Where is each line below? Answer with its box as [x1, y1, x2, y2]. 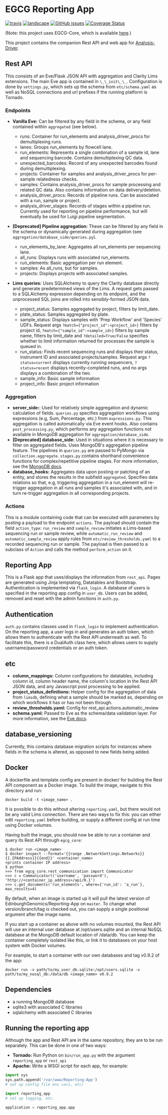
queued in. [20, 344, 43, 350]
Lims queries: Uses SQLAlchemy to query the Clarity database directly [12, 280, 159, 286]
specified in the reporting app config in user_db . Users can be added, [5, 590, 148, 596]
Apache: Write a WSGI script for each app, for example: [12, 1063, 128, 1069]
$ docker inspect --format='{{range [5, 851, 82, 856]
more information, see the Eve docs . [12, 716, 88, 722]
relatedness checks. [36, 176, 78, 182]
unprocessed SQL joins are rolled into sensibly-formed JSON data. [12, 296, 150, 302]
